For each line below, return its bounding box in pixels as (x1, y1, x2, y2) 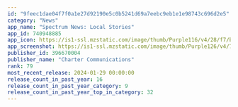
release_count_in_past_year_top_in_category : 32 (7, 89, 154, 96)
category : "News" (7, 17, 59, 24)
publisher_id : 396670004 (7, 50, 81, 57)
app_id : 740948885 (7, 30, 62, 37)
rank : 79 (7, 63, 33, 70)
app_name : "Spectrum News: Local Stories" (7, 23, 135, 30)
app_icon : (7, 37, 37, 44)
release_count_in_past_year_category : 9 (7, 82, 129, 89)
